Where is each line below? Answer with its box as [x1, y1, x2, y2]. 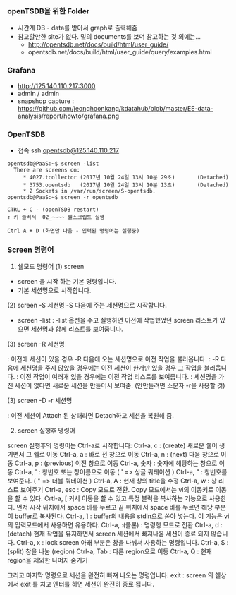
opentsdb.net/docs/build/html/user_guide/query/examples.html [27, 48, 213, 56]
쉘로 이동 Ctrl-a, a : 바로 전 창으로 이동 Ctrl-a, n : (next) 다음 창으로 [33, 450, 220, 459]
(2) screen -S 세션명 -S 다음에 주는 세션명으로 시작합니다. [7, 301, 167, 310]
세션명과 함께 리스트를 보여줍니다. [30, 325, 123, 333]
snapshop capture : [17, 97, 75, 105]
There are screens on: [13, 166, 80, 174]
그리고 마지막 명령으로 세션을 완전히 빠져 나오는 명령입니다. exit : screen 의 [7, 571, 213, 579]
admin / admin [17, 89, 60, 97]
